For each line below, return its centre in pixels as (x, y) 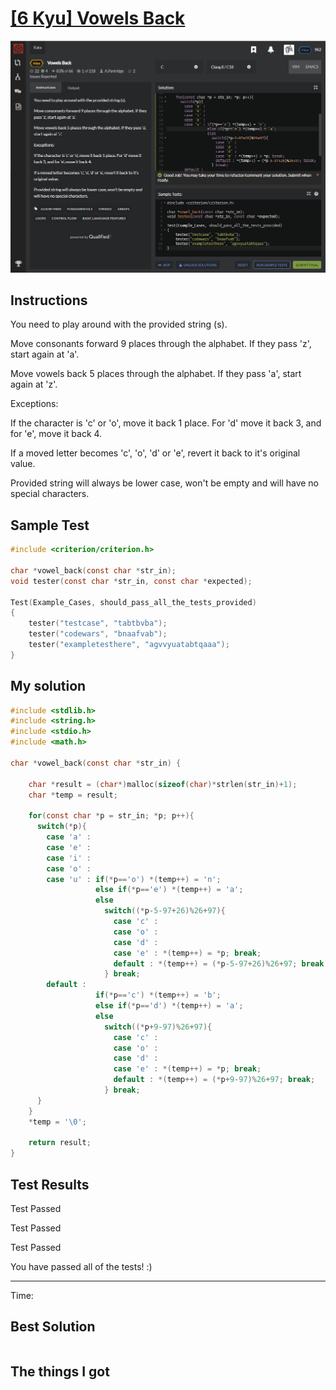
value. (23, 464)
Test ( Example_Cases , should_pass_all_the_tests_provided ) (133, 602)
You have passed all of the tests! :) (81, 1267)
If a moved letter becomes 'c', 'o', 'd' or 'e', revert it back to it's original (155, 453)
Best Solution (53, 1327)
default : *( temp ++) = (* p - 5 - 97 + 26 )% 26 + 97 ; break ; (221, 963)
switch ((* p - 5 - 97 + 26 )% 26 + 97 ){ (165, 911)
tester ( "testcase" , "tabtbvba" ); (98, 623)
